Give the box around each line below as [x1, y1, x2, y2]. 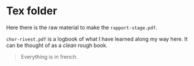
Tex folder [6, 4, 58, 18]
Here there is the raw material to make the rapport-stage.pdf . [6, 24, 158, 31]
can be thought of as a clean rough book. [6, 42, 108, 49]
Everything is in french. [20, 53, 78, 60]
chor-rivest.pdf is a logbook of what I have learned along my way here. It [6, 35, 188, 42]
